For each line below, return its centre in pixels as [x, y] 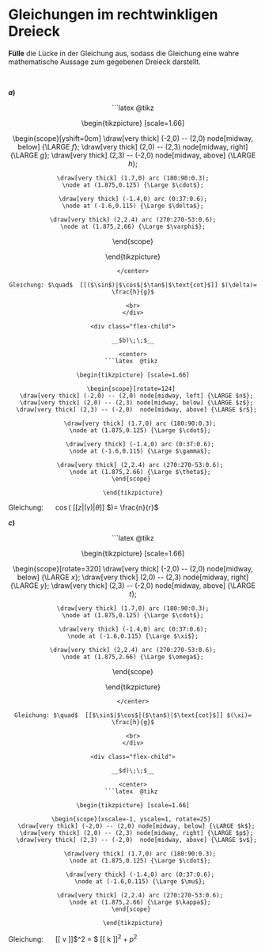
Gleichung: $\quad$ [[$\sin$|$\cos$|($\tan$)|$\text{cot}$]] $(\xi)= [133, 715]
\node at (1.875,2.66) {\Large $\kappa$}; [140, 902]
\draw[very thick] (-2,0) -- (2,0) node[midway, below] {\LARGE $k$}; [136, 826]
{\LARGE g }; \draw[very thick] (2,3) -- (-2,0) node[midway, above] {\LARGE [133, 155]
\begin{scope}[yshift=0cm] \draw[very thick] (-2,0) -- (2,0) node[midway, [133, 138]
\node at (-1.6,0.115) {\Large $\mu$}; [140, 881]
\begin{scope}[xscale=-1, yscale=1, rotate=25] [131, 819]
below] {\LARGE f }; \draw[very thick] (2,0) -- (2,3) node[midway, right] [133, 146]
